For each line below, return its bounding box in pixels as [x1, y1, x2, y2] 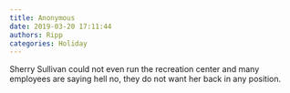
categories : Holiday [9, 38, 88, 48]
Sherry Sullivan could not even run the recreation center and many [9, 64, 260, 75]
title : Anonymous [9, 13, 76, 23]
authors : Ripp [9, 30, 64, 39]
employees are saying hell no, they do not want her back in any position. [9, 74, 281, 85]
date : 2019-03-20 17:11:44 [9, 22, 112, 31]
